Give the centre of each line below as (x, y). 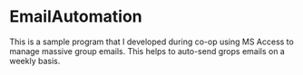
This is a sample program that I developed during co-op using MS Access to (152, 42)
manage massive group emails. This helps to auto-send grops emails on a (147, 51)
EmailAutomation (76, 17)
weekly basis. (35, 61)
